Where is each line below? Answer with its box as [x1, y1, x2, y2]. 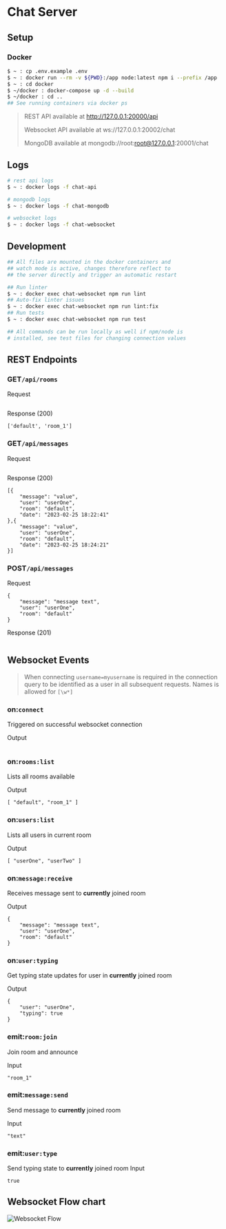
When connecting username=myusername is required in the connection [23, 672, 218, 681]
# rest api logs [7, 177, 54, 184]
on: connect [7, 704, 44, 714]
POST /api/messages [7, 563, 74, 572]
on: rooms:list [7, 756, 55, 766]
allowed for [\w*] [23, 687, 74, 696]
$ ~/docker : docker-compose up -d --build [7, 87, 134, 94]
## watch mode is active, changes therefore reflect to [7, 265, 171, 272]
